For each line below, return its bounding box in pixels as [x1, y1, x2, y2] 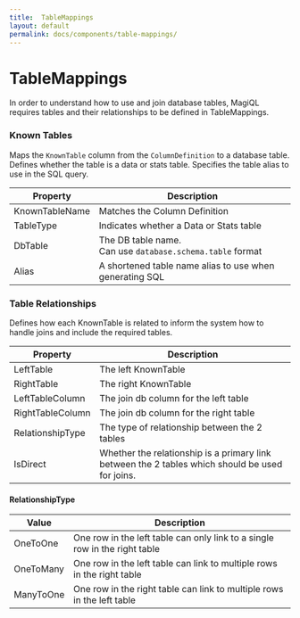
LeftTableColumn [13, 391, 86, 404]
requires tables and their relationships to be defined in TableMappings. [9, 107, 270, 118]
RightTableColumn [13, 407, 91, 419]
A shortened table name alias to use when [98, 260, 275, 272]
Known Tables [9, 129, 73, 142]
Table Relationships [9, 297, 96, 309]
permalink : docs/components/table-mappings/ [9, 29, 178, 38]
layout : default [9, 21, 70, 30]
